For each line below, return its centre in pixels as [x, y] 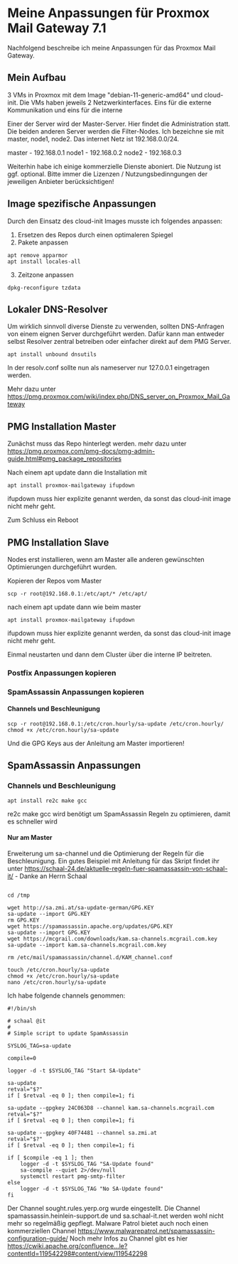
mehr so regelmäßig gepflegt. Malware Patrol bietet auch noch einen [108, 1223]
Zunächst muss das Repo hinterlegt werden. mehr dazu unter [97, 444]
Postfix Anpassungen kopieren [62, 673]
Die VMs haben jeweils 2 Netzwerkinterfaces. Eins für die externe [115, 102]
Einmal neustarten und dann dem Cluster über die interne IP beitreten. [110, 654]
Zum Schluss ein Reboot [43, 520]
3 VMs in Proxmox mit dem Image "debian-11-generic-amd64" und [105, 94]
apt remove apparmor [38, 255]
